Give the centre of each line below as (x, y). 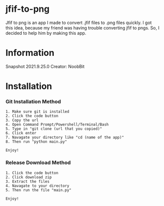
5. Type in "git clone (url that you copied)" (54, 129)
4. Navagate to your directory (37, 186)
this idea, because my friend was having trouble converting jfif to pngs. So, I (82, 27)
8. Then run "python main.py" (36, 142)
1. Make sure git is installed (37, 112)
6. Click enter (21, 133)
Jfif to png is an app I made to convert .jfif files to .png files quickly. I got (79, 23)
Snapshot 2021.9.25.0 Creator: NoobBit (45, 66)
